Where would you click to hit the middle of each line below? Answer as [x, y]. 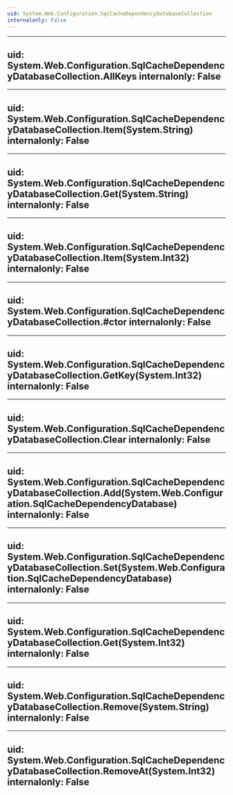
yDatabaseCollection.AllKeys [72, 76]
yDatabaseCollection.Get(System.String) [98, 194]
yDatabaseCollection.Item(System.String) [100, 129]
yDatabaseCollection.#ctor [67, 323]
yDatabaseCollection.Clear [67, 439]
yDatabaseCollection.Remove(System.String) [108, 707]
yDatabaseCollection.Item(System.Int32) [98, 258]
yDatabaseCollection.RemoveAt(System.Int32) [111, 771]
